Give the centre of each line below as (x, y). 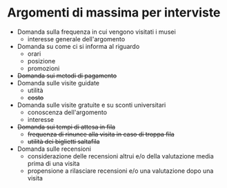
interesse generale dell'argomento (76, 39)
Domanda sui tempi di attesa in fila (66, 127)
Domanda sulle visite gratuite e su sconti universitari (91, 105)
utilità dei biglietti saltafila (63, 141)
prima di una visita (53, 163)
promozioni (43, 68)
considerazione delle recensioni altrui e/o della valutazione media (120, 156)
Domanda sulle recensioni (54, 149)
